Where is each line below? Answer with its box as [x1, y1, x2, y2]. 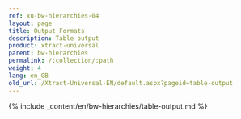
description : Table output [8, 34, 99, 43]
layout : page [8, 19, 53, 27]
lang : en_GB [8, 72, 49, 80]
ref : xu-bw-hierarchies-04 [8, 11, 99, 20]
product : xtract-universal [8, 42, 99, 50]
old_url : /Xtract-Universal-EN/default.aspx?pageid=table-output [8, 79, 233, 87]
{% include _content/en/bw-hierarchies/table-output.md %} [8, 101, 208, 111]
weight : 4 [8, 64, 42, 72]
